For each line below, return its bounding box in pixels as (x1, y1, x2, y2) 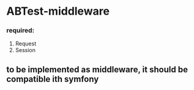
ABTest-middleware (6, 4, 110, 18)
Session (15, 47, 35, 54)
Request (15, 40, 37, 47)
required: (6, 26, 35, 35)
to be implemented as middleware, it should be (6, 64, 188, 75)
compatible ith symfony (6, 73, 99, 84)
